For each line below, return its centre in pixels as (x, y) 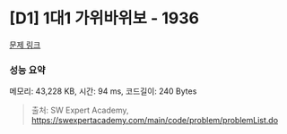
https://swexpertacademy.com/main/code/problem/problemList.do (155, 121)
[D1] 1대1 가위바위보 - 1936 (104, 18)
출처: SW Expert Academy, (80, 110)
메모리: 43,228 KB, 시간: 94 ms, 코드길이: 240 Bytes (103, 91)
